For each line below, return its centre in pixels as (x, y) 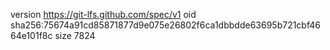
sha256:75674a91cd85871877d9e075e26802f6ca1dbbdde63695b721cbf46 (165, 25)
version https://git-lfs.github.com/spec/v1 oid (103, 14)
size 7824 (75, 35)
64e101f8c (31, 35)
